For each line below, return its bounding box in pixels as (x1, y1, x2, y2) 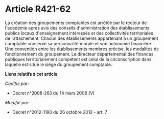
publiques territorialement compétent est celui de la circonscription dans (5, 56, 152, 62)
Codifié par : (5, 80, 29, 87)
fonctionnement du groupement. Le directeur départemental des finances (5, 51, 154, 57)
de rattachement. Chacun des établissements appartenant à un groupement (5, 35, 158, 41)
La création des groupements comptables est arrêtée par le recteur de (5, 20, 147, 26)
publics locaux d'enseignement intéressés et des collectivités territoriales (5, 30, 153, 36)
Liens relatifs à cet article (5, 71, 58, 77)
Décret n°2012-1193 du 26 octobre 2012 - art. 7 (12, 109, 108, 115)
